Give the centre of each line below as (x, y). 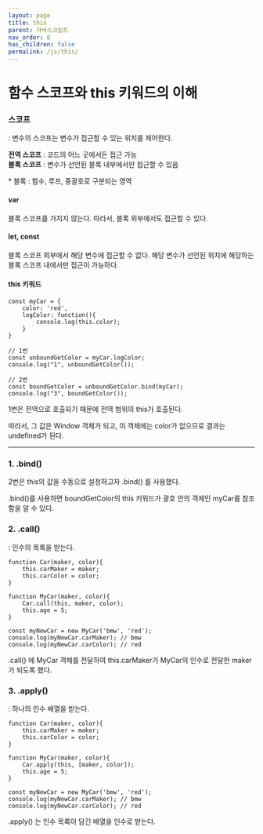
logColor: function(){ (59, 315)
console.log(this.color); (79, 322)
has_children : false (42, 45)
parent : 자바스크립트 (38, 30)
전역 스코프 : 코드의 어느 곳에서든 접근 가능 (72, 155)
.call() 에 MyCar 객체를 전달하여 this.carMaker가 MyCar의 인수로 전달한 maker (130, 660)
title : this (27, 23)
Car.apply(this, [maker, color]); (78, 765)
